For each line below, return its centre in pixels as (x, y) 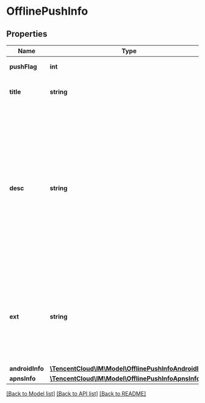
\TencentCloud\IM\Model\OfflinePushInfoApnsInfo (125, 379)
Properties (27, 34)
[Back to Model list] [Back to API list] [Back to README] (76, 394)
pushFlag (23, 67)
